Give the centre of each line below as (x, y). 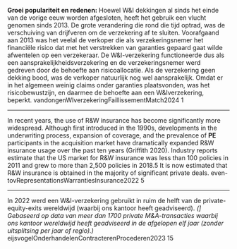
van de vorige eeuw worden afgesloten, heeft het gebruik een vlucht (107, 18)
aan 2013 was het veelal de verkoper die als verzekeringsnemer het (105, 40)
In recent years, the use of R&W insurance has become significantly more (114, 120)
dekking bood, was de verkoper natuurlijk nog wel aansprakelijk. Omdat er (115, 78)
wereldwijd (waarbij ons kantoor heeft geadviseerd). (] (122, 208)
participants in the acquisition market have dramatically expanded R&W (111, 143)
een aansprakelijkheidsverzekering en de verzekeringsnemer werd (104, 62)
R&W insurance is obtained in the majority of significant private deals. (108, 173)
